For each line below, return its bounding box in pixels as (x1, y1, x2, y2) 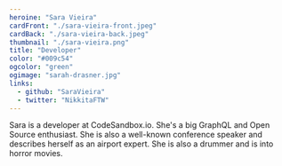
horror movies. (9, 148, 64, 159)
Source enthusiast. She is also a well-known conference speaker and (9, 130, 262, 140)
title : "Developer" (9, 46, 82, 55)
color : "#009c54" (9, 54, 74, 63)
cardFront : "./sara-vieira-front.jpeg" (9, 21, 157, 30)
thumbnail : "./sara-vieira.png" (9, 37, 129, 47)
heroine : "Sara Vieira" (9, 12, 98, 22)
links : (9, 79, 34, 88)
